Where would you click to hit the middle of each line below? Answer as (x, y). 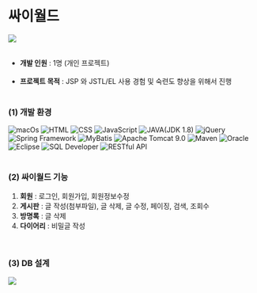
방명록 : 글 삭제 (43, 215)
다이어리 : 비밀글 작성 (52, 226)
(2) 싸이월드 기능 (38, 177)
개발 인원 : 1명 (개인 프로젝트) (64, 63)
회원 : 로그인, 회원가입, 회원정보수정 (74, 196)
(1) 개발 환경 (30, 112)
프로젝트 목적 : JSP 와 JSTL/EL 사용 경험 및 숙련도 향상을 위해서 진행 (125, 81)
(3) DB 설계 (29, 264)
